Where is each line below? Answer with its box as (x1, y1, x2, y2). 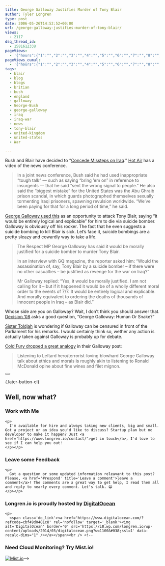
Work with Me (5, 408, 39, 415)
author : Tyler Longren (5, 12, 52, 17)
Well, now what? (5, 393, 57, 401)
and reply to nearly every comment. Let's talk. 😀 (5, 484, 112, 489)
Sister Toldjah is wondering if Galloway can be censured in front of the (5, 323, 148, 329)
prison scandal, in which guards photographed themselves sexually (17, 193, 154, 199)
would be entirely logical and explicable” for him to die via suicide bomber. (5, 218, 156, 224)
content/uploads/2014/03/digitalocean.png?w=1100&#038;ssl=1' (5, 529, 135, 534)
